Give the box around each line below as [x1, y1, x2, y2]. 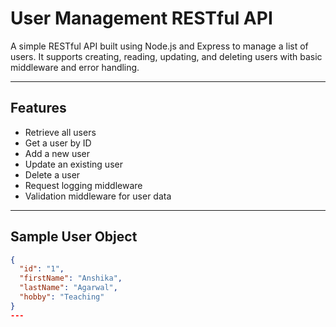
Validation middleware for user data [24, 190, 172, 202]
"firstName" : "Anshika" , [19, 273, 123, 284]
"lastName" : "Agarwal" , [19, 283, 118, 293]
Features [10, 100, 67, 117]
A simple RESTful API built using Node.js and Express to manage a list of [10, 40, 309, 52]
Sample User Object [10, 228, 138, 246]
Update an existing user [24, 158, 123, 170]
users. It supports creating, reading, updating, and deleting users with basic [10, 50, 323, 62]
